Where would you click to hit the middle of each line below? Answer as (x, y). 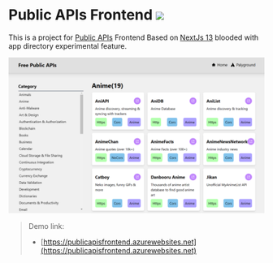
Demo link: (46, 226)
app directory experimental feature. (68, 45)
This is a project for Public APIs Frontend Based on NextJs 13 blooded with (134, 37)
